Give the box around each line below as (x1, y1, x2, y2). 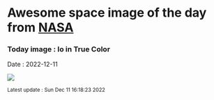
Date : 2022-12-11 (7, 60, 58, 69)
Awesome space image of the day (7, 5, 207, 21)
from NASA (7, 19, 74, 35)
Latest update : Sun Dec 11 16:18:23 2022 (7, 87, 106, 94)
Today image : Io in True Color (7, 44, 110, 54)
